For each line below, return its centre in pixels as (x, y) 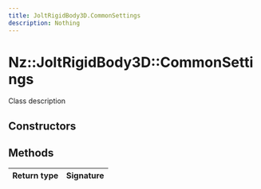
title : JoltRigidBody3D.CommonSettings (75, 15)
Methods (31, 153)
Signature (85, 175)
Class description (37, 101)
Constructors (42, 126)
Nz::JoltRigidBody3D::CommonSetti (131, 62)
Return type (36, 175)
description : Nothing (44, 23)
